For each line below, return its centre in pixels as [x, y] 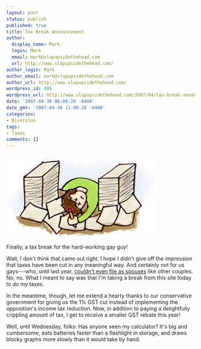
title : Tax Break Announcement [45, 32]
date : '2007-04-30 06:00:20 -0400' [51, 102]
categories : [21, 114]
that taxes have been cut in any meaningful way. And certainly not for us [95, 265]
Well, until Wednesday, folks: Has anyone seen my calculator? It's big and [97, 327]
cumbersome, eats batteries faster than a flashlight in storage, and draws [97, 333]
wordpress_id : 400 [29, 89]
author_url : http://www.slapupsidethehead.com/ [67, 82]
